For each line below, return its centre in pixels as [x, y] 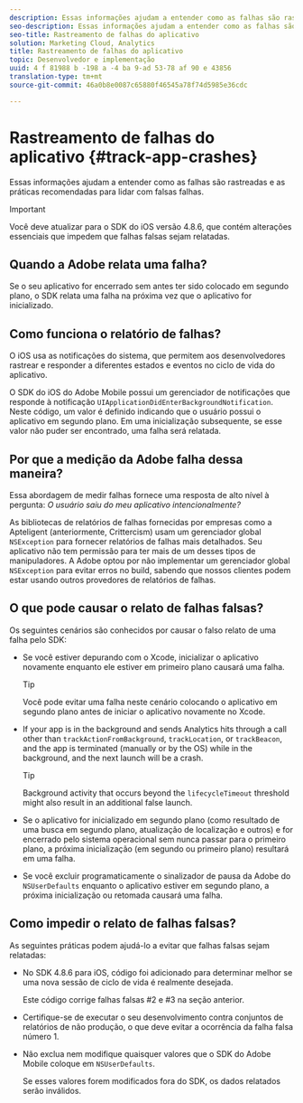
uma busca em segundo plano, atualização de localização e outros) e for [157, 829]
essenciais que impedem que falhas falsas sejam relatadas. [119, 236]
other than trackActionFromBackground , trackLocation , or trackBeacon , [152, 739]
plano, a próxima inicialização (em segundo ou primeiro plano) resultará [156, 848]
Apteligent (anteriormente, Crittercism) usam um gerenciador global [135, 532]
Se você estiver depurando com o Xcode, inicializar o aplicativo [140, 657]
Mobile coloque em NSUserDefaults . [89, 1063]
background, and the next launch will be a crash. [113, 758]
